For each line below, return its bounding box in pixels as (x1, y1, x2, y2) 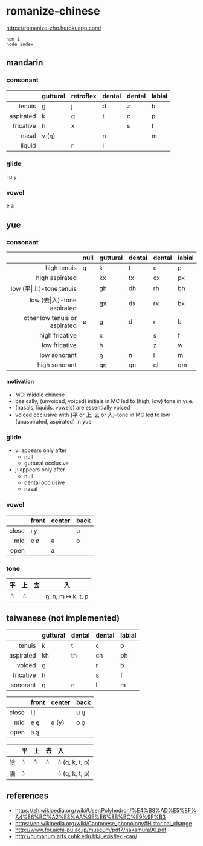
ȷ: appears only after (14, 466, 65, 473)
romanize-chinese (6, 4, 100, 18)
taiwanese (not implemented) (6, 613, 120, 624)
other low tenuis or (23, 313, 77, 322)
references (6, 791, 49, 801)
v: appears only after (14, 447, 67, 454)
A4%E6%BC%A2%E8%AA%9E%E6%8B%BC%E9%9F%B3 (14, 813, 166, 821)
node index (6, 41, 34, 47)
